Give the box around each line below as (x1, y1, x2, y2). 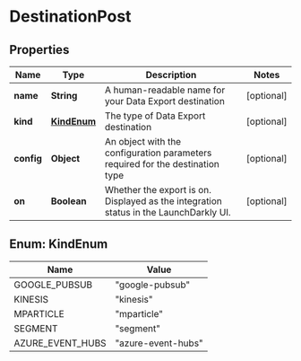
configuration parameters (104, 146, 212, 159)
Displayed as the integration (104, 195, 222, 207)
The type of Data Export (104, 110, 206, 122)
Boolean (50, 195, 87, 207)
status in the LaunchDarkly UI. (104, 207, 231, 218)
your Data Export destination (104, 95, 226, 107)
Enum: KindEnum (9, 236, 108, 252)
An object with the (104, 136, 182, 147)
